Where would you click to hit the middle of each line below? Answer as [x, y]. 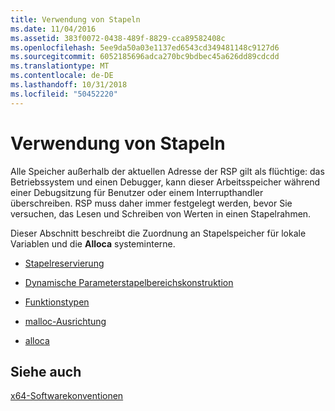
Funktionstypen [57, 302]
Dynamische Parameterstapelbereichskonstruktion [129, 282]
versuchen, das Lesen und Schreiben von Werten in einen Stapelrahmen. [161, 213]
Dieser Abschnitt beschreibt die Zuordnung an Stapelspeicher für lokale [158, 233]
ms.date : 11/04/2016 [53, 29]
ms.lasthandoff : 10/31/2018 [69, 85]
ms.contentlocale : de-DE [62, 76]
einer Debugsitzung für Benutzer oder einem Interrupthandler [137, 192]
